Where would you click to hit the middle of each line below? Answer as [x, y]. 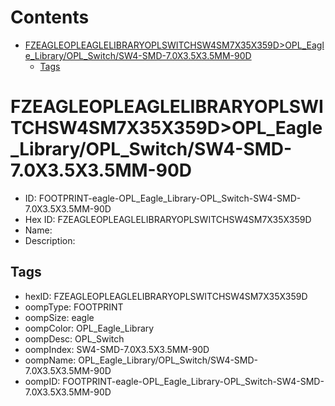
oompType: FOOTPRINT [74, 307]
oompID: [42, 381]
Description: [50, 240]
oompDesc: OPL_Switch [74, 338]
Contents [50, 17]
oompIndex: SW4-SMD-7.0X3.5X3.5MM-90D [117, 349]
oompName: [50, 360]
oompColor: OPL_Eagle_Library [89, 328]
